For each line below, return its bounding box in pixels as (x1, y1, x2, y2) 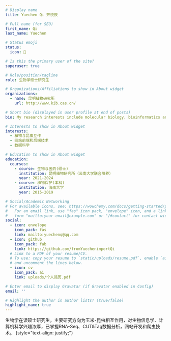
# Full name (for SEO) (5, 21, 53, 26)
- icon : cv (10, 265, 33, 270)
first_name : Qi (5, 26, 38, 31)
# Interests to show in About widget (5, 124, 85, 129)
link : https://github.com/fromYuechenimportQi (14, 246, 115, 251)
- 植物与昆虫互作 (10, 133, 41, 138)
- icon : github (10, 237, 42, 242)
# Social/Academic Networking (5, 199, 70, 204)
